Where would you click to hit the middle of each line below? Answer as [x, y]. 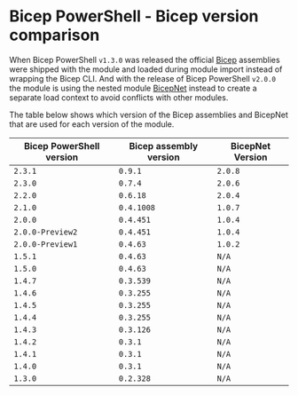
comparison [55, 35]
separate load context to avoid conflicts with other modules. [119, 97]
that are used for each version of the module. [92, 124]
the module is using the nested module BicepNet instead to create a [133, 88]
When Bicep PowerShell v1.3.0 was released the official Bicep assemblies [145, 59]
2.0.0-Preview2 [46, 232]
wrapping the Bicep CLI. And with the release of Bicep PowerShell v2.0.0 [143, 78]
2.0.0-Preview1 [46, 244]
